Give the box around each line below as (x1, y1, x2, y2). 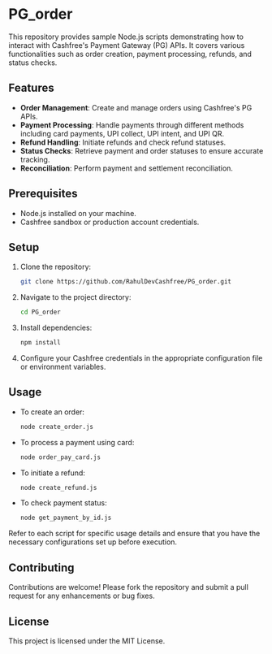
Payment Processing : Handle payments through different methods (19, 119, 244, 130)
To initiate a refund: (19, 468, 85, 478)
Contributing (8, 561, 75, 574)
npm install (19, 339, 61, 347)
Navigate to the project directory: (19, 292, 132, 302)
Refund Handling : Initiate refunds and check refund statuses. (19, 137, 227, 147)
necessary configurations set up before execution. (8, 537, 177, 547)
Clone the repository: (19, 262, 92, 272)
